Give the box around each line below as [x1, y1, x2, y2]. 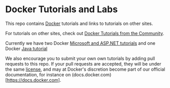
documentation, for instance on [5, 71, 71, 77]
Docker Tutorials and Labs [5, 4, 118, 15]
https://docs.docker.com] [7, 77, 60, 83]
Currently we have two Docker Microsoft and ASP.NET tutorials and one [5, 40, 156, 46]
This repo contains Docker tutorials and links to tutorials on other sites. [5, 20, 153, 26]
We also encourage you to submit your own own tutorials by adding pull [5, 55, 155, 62]
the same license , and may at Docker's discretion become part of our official [5, 66, 165, 72]
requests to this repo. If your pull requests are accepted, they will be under [5, 61, 161, 67]
